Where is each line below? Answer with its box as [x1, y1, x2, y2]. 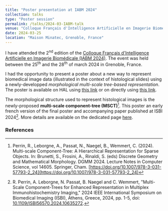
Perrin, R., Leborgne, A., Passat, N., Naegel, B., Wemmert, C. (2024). [12, 142, 154, 148]
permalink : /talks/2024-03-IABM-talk [5, 21, 84, 26]
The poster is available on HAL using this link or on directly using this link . [5, 87, 157, 93]
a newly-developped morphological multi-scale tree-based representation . [5, 81, 160, 87]
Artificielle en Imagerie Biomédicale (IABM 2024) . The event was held [5, 55, 148, 61]
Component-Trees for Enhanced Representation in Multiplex [25, 184, 149, 190]
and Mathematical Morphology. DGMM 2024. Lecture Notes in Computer [12, 158, 162, 164]
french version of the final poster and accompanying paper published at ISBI [5, 108, 162, 114]
